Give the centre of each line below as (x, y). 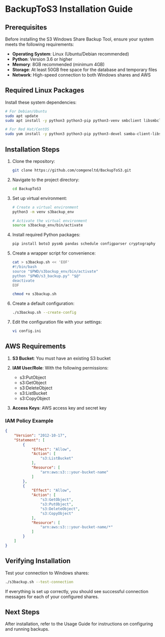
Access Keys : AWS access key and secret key (59, 408)
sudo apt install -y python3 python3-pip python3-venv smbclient (73, 120)
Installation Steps (32, 149)
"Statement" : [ (29, 440)
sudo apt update (22, 116)
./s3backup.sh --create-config (44, 313)
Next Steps (22, 612)
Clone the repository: (34, 161)
